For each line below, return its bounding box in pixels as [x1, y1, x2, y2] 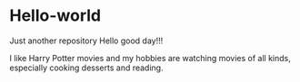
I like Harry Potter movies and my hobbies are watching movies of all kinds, [9, 52, 291, 63]
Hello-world [9, 5, 102, 26]
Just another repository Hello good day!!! [9, 35, 164, 46]
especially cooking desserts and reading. [9, 62, 164, 73]
